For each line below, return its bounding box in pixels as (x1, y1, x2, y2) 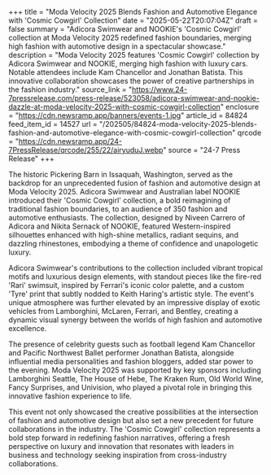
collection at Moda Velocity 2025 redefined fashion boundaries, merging (8, 33, 252, 42)
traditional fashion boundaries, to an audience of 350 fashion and (8, 204, 228, 214)
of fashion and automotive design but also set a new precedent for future (8, 416, 254, 425)
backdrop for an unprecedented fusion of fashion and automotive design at (8, 178, 261, 188)
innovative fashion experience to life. (8, 391, 132, 401)
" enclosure (220, 102, 259, 111)
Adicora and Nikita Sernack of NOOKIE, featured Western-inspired (8, 221, 231, 231)
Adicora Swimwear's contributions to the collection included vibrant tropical (8, 264, 263, 272)
